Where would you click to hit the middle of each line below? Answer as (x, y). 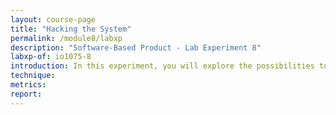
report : (26, 94)
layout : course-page (53, 19)
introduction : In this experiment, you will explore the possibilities (162, 66)
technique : (33, 76)
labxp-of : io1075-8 (51, 57)
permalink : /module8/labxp (66, 38)
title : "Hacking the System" (71, 29)
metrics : (28, 85)
